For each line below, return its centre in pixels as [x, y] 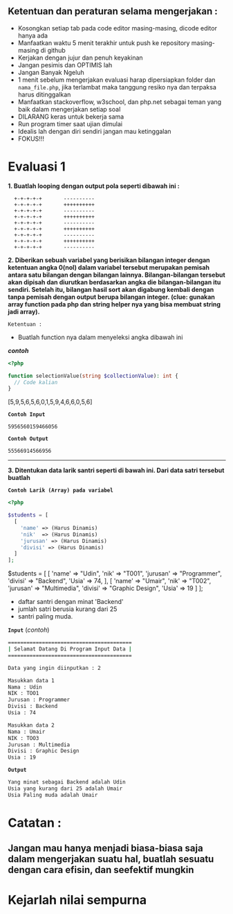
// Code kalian [36, 382]
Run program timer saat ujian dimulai [70, 123]
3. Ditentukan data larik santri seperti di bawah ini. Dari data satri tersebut [116, 470]
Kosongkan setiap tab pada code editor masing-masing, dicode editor [117, 28]
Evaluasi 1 [37, 166]
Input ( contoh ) [29, 630]
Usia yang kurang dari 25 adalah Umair [65, 788]
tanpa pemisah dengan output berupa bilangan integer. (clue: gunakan [111, 297]
